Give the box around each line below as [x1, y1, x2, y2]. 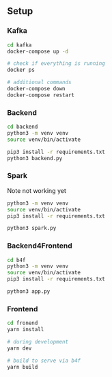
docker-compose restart [7, 92, 75, 99]
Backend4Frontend [7, 241, 73, 250]
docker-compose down [7, 86, 66, 92]
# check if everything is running [7, 60, 106, 67]
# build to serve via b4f [7, 357, 81, 364]
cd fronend [7, 320, 38, 327]
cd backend [7, 123, 38, 131]
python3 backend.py [7, 155, 63, 161]
